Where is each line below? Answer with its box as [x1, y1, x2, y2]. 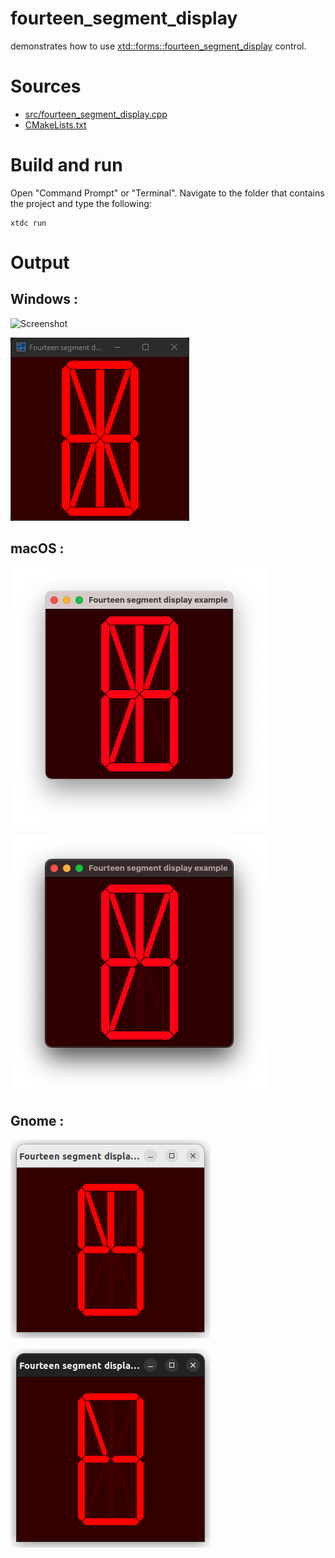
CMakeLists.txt [24, 118, 87, 131]
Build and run [10, 154, 123, 177]
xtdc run [10, 218, 47, 228]
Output [10, 252, 70, 274]
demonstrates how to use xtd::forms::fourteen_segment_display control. [10, 40, 307, 52]
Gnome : [10, 1113, 65, 1130]
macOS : [10, 540, 65, 557]
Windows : [10, 291, 78, 308]
